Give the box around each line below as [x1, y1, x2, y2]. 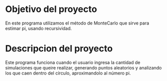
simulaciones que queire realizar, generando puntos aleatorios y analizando [5, 64, 162, 70]
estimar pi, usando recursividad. [5, 25, 72, 31]
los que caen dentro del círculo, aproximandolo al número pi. [5, 70, 131, 76]
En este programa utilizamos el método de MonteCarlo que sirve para [5, 20, 149, 26]
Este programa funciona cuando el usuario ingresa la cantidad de [5, 59, 141, 65]
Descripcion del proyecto [5, 43, 113, 54]
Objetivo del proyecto [5, 3, 97, 15]
